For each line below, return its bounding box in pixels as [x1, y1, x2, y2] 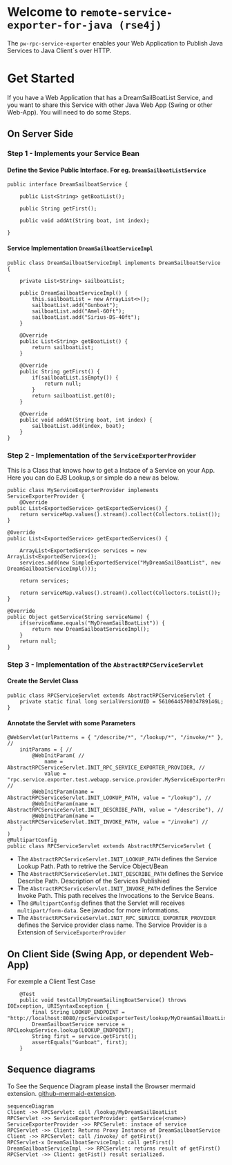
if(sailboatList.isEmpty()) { [32, 374, 119, 381]
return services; [19, 577, 70, 584]
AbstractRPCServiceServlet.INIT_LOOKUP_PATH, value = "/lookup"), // [7, 794, 212, 801]
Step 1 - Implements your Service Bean [7, 149, 140, 159]
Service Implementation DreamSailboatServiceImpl [7, 244, 153, 252]
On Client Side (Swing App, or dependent [7, 948, 188, 960]
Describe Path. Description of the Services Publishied [17, 877, 171, 885]
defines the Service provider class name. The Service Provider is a [17, 921, 207, 929]
